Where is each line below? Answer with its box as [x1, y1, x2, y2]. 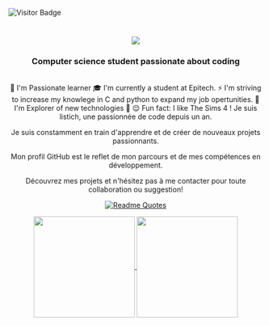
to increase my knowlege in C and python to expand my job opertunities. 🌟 [11, 95, 260, 104]
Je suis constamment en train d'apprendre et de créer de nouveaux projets [11, 128, 261, 138]
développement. [108, 160, 163, 170]
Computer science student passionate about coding [31, 56, 241, 67]
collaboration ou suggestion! [88, 184, 183, 194]
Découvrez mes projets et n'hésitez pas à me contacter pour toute [25, 176, 246, 186]
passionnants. [112, 136, 159, 146]
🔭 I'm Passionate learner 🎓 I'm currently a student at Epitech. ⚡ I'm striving [10, 83, 262, 93]
